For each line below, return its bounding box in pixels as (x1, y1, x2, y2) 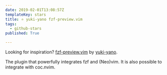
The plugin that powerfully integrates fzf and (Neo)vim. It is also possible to (5, 59, 162, 64)
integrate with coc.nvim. (5, 64, 55, 70)
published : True (5, 31, 39, 36)
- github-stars (10, 26, 42, 31)
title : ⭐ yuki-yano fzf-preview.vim (5, 17, 83, 22)
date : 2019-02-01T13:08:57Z (5, 7, 65, 13)
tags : (5, 21, 17, 27)
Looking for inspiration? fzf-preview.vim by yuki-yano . (5, 49, 118, 55)
